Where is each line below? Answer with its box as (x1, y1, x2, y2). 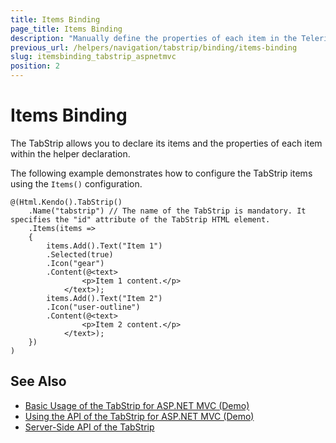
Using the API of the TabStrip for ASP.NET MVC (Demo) (24, 410, 255, 422)
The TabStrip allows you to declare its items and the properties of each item (10, 137, 323, 149)
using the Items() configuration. (10, 177, 143, 190)
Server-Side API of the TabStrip (24, 421, 155, 433)
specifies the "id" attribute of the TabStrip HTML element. (10, 214, 271, 225)
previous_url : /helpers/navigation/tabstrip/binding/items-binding (10, 42, 298, 53)
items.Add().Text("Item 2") (46, 293, 163, 303)
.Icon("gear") (46, 258, 105, 268)
